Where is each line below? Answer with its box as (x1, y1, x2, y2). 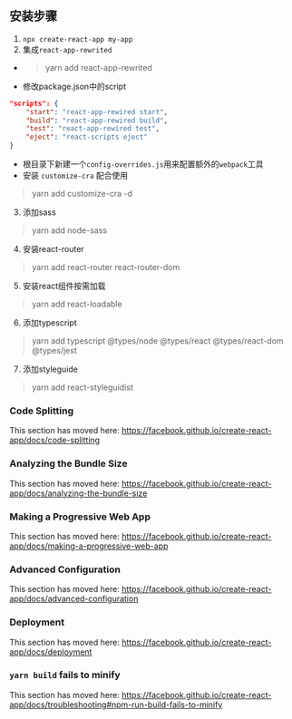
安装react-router (22, 244, 84, 255)
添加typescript (22, 317, 77, 328)
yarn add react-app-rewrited (44, 62, 152, 73)
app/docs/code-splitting (9, 434, 101, 446)
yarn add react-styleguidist (31, 382, 133, 393)
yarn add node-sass (31, 225, 107, 236)
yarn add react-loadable (31, 298, 122, 310)
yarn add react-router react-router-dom (31, 262, 180, 273)
